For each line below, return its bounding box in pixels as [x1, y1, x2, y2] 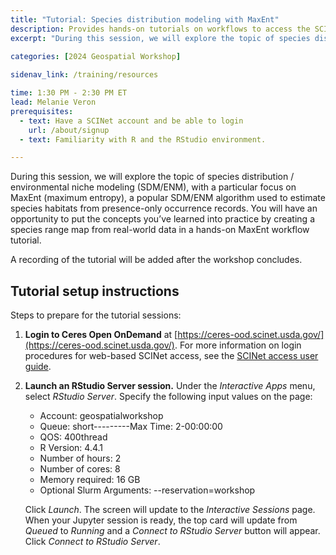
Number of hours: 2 [39, 452, 122, 465]
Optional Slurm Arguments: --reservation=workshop [39, 484, 256, 496]
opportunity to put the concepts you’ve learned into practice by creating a [10, 213, 315, 225]
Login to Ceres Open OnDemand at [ [24, 329, 178, 341]
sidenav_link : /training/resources [10, 70, 159, 80]
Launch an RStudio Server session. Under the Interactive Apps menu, [24, 380, 316, 392]
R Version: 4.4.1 [39, 442, 104, 454]
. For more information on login [174, 339, 302, 351]
